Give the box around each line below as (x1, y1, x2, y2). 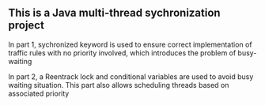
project (8, 19, 45, 32)
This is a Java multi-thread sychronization (8, 6, 221, 20)
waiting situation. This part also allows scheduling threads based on (8, 80, 229, 89)
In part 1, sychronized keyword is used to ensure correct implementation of (8, 40, 252, 49)
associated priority (8, 89, 70, 98)
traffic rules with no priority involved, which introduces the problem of (8, 47, 237, 58)
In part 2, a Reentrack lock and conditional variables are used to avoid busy (8, 71, 254, 81)
